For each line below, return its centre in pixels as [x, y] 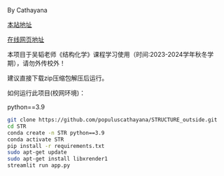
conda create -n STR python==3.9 [56, 133]
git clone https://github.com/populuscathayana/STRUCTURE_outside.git [112, 120]
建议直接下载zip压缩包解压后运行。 [58, 78]
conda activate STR [36, 140]
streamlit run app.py [39, 165]
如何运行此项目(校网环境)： [47, 93]
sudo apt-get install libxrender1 [58, 159]
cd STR [17, 126]
